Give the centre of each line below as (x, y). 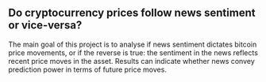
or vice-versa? (45, 26)
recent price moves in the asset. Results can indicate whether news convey (132, 61)
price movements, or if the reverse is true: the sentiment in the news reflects (133, 52)
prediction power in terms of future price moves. (87, 69)
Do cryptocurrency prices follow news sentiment (132, 13)
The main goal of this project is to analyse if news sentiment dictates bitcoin (133, 44)
